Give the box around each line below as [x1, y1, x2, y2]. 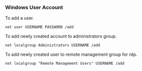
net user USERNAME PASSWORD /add [5, 25, 74, 30]
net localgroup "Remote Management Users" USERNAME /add [5, 61, 125, 66]
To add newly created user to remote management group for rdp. [5, 51, 138, 58]
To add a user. [5, 15, 35, 21]
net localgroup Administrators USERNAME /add [5, 43, 100, 48]
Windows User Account [5, 4, 63, 11]
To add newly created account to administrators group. [5, 34, 117, 39]
